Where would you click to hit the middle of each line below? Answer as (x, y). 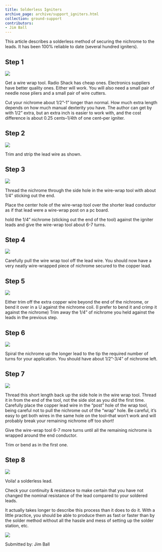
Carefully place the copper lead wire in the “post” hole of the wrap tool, (77, 405)
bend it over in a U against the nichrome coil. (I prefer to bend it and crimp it (81, 307)
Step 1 (15, 62)
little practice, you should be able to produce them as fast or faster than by (80, 515)
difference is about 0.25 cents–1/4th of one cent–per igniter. (65, 118)
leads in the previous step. (32, 318)
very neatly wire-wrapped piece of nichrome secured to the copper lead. (78, 266)
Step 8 (15, 460)
